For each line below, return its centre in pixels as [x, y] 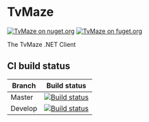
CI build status [39, 66]
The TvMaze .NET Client [42, 44]
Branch [24, 85]
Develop [24, 108]
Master [22, 97]
